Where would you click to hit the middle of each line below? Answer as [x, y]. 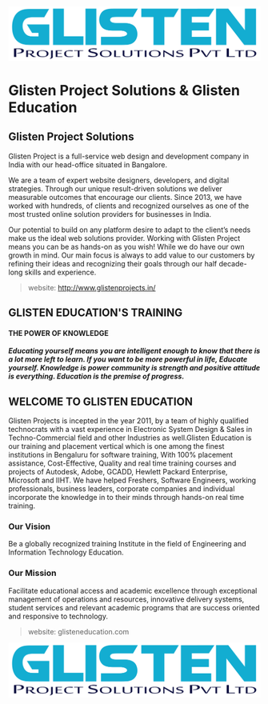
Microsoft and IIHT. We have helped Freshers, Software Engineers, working [132, 480]
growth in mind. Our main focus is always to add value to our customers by [132, 255]
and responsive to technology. [58, 616]
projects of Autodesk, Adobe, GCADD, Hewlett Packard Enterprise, [118, 472]
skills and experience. [60, 272]
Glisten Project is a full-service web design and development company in [129, 156]
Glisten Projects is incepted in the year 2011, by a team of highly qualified [129, 421]
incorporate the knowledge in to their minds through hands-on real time [126, 498]
